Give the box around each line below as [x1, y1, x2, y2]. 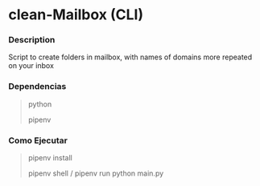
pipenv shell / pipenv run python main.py [27, 168, 164, 178]
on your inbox [8, 61, 55, 71]
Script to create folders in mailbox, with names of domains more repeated [8, 52, 253, 62]
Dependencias [8, 81, 67, 92]
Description [8, 34, 56, 46]
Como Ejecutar [8, 135, 68, 146]
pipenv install [27, 153, 72, 163]
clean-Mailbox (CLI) [8, 6, 143, 24]
